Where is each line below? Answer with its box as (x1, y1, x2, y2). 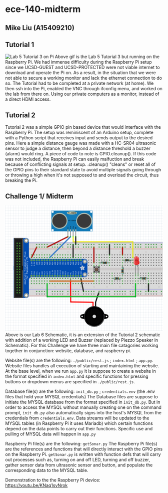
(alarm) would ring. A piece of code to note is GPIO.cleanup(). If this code (5, 151, 156, 157)
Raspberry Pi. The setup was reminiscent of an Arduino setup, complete (5, 129, 153, 136)
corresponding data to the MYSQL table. (5, 467, 88, 473)
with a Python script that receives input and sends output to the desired (5, 135, 153, 141)
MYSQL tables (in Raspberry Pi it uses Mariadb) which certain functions (5, 420, 153, 426)
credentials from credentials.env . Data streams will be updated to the (5, 415, 149, 421)
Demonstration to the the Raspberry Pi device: (5, 477, 101, 483)
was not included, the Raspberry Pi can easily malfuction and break (5, 156, 144, 162)
